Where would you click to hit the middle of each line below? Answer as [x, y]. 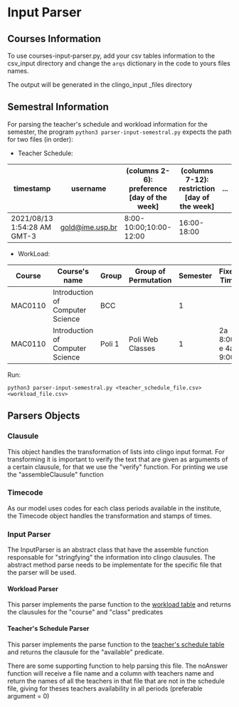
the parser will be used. [42, 572]
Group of [150, 271]
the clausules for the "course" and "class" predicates [85, 612]
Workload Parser [33, 589]
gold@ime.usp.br [89, 227]
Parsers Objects [44, 416]
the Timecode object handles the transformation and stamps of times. [110, 515]
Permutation [150, 280]
